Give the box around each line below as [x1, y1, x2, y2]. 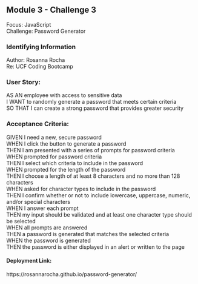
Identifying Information [6, 42, 76, 51]
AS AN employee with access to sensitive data [6, 92, 122, 99]
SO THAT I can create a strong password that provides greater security [6, 104, 183, 112]
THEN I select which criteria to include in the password [6, 159, 144, 166]
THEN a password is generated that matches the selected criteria [6, 230, 170, 237]
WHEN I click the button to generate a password [6, 140, 127, 147]
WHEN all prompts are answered [6, 224, 88, 231]
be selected [6, 217, 36, 225]
